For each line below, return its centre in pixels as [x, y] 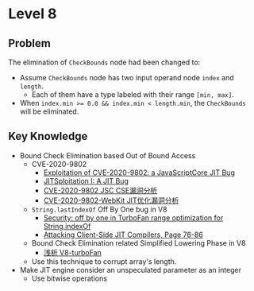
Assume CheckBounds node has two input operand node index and [127, 78]
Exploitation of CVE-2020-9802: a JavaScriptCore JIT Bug [139, 173]
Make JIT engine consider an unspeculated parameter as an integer [131, 270]
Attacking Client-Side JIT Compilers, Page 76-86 [123, 235]
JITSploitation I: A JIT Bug [86, 180]
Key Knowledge [48, 136]
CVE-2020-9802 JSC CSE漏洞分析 [100, 190]
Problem [30, 43]
